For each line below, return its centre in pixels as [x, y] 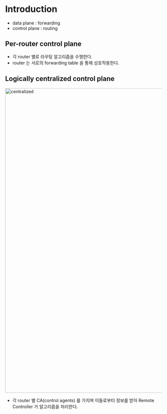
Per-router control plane [43, 44]
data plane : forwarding [36, 23]
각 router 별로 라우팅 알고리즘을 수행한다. [52, 56]
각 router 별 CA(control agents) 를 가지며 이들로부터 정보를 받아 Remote [83, 400]
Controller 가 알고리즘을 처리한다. [45, 407]
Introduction [31, 9]
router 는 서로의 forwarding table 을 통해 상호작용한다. [66, 63]
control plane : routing [35, 28]
